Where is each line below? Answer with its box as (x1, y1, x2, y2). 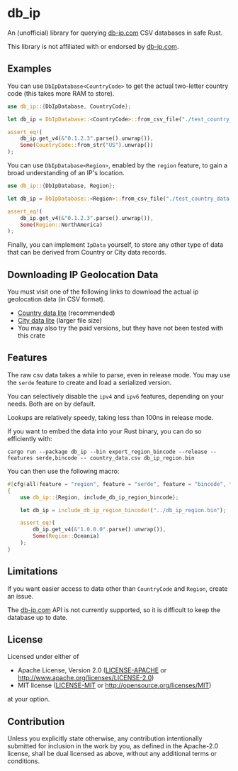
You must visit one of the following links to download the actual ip (7, 287, 199, 296)
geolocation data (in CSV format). (7, 295, 106, 304)
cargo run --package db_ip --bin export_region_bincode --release (7, 448, 208, 455)
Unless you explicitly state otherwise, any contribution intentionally (7, 734, 203, 743)
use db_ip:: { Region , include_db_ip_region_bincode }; (20, 494, 179, 501)
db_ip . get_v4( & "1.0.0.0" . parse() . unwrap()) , (33, 526, 166, 533)
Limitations (7, 565, 58, 577)
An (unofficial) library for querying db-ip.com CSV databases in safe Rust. (7, 28, 223, 37)
